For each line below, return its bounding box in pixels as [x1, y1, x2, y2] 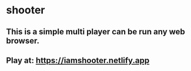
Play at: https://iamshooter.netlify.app [6, 55, 150, 65]
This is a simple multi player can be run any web [6, 27, 185, 37]
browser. [6, 35, 40, 45]
